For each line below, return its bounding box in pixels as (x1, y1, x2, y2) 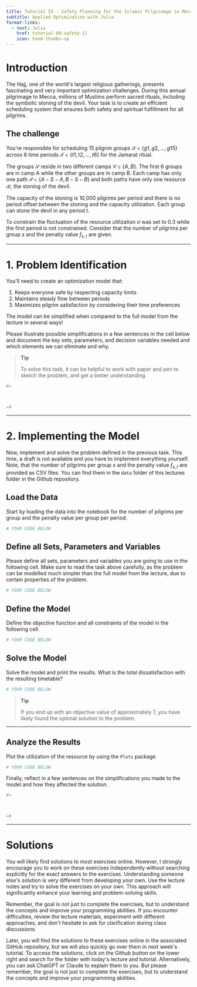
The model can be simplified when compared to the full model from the (6, 313, 178, 320)
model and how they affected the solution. (6, 781, 108, 788)
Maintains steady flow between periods (14, 295, 110, 303)
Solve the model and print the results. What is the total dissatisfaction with (6, 669, 186, 676)
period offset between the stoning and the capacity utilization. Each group (6, 200, 186, 207)
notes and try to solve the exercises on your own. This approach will (6, 883, 171, 890)
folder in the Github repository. (6, 475, 80, 482)
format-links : (6, 19, 41, 25)
